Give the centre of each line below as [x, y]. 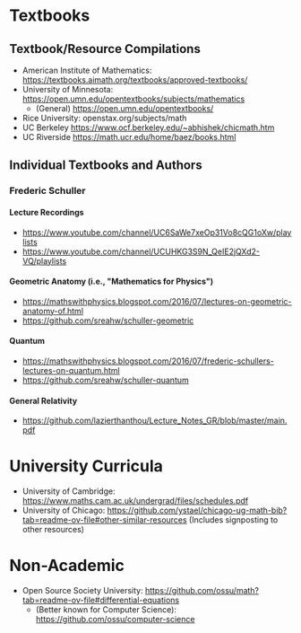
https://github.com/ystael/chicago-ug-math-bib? [197, 510]
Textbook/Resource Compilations [105, 49]
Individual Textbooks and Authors [106, 166]
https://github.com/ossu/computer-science [115, 619]
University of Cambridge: [69, 491]
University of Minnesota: [68, 89]
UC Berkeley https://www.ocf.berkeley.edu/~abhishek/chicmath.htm [148, 127]
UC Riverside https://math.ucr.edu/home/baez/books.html [129, 137]
